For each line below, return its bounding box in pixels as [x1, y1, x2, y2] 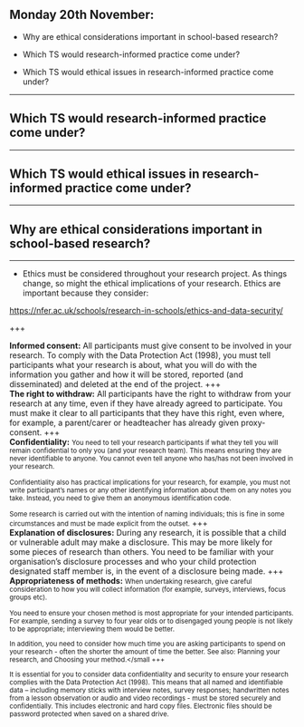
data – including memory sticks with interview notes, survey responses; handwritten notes [9, 685, 290, 694]
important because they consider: [22, 287, 149, 298]
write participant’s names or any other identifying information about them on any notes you [9, 486, 291, 495]
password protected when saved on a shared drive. [9, 709, 169, 719]
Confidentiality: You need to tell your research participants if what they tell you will [9, 437, 279, 448]
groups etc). [9, 593, 48, 602]
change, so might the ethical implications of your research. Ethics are [22, 278, 281, 289]
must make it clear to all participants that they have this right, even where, [9, 408, 285, 419]
